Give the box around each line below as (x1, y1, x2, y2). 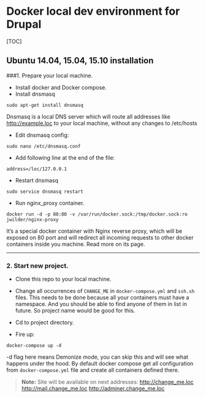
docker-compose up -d (6, 343, 62, 349)
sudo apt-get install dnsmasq (6, 102, 84, 108)
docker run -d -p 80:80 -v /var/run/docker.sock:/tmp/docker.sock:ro (6, 211, 188, 217)
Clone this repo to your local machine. (15, 275, 112, 283)
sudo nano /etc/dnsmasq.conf (6, 143, 81, 149)
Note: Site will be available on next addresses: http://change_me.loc (21, 378, 194, 386)
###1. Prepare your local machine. (6, 72, 93, 79)
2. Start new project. (6, 261, 69, 270)
